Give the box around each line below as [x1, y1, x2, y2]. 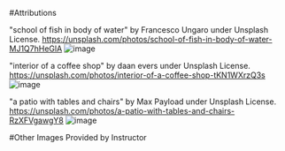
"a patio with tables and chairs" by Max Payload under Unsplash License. [9, 96, 277, 107]
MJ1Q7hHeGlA [9, 43, 63, 54]
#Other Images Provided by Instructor [9, 132, 148, 142]
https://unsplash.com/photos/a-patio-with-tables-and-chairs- [9, 106, 235, 116]
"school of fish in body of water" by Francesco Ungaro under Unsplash [9, 25, 268, 34]
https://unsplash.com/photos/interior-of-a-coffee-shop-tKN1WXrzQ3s [9, 70, 266, 80]
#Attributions [9, 8, 58, 18]
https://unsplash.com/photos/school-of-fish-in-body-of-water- [42, 34, 273, 44]
